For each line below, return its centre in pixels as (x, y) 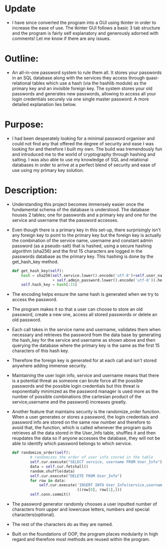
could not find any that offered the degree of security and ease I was (83, 143)
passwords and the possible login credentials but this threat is (76, 386)
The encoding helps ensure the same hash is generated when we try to (85, 294)
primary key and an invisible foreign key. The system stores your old (82, 88)
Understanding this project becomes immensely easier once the (78, 204)
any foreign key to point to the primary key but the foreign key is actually (86, 235)
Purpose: (24, 125)
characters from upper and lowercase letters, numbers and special (80, 509)
